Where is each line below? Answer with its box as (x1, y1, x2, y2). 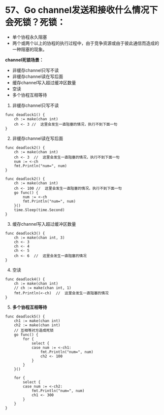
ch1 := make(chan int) (14, 318, 61, 323)
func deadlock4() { (5, 277, 45, 281)
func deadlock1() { (5, 112, 45, 117)
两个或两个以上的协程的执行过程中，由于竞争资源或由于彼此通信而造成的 (12, 40, 159, 46)
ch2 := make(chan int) (14, 322, 61, 328)
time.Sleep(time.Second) (14, 207, 65, 212)
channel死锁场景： (5, 57, 44, 63)
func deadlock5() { (5, 314, 45, 319)
